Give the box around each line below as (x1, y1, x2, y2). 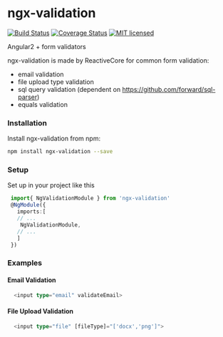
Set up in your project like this (7, 181, 95, 190)
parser (17, 93, 38, 101)
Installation (7, 118, 48, 128)
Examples (7, 258, 43, 268)
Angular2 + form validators (7, 42, 87, 51)
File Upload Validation (7, 307, 73, 315)
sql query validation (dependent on (17, 85, 121, 93)
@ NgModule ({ (10, 202, 46, 209)
